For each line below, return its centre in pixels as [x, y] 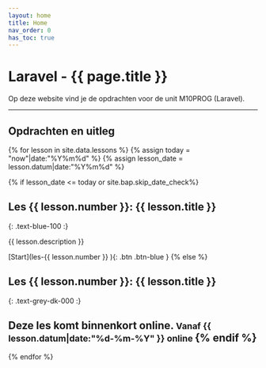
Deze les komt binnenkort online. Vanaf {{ [110, 326]
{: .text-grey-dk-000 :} [45, 301]
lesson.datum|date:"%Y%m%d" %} [66, 167]
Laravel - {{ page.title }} [88, 77]
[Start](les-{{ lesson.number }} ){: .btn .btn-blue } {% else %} [108, 256]
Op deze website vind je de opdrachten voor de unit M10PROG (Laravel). [127, 99]
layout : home [30, 15]
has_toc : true [32, 38]
